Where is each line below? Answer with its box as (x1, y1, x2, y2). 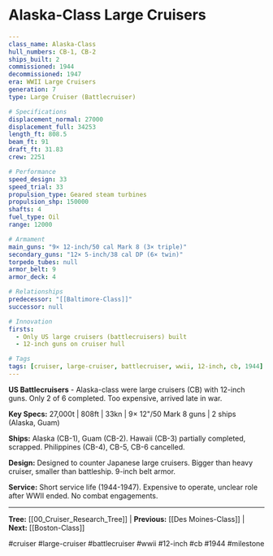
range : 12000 (8, 221, 53, 229)
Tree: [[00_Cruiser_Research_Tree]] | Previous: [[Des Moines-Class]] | (8, 514, 245, 523)
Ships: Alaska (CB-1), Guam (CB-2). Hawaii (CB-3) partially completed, (8, 433, 246, 443)
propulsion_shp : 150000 (8, 198, 89, 206)
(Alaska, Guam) (8, 417, 60, 428)
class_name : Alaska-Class (8, 40, 96, 48)
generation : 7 (8, 85, 57, 94)
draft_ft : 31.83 (8, 146, 63, 154)
